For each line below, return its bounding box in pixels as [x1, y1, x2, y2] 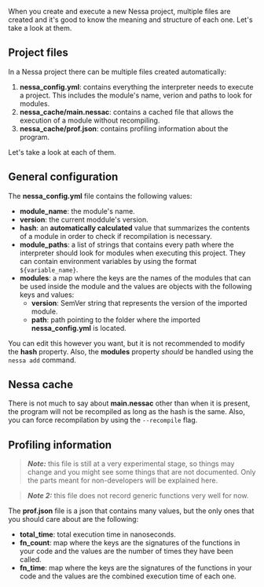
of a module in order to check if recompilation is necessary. [19, 231, 212, 240]
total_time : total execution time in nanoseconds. [19, 530, 177, 539]
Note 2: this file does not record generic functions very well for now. [27, 491, 249, 501]
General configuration [8, 171, 119, 184]
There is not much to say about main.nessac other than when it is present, [8, 398, 251, 408]
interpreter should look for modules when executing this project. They [19, 248, 246, 258]
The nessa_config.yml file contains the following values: [8, 191, 192, 200]
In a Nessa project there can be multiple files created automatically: [8, 67, 226, 76]
